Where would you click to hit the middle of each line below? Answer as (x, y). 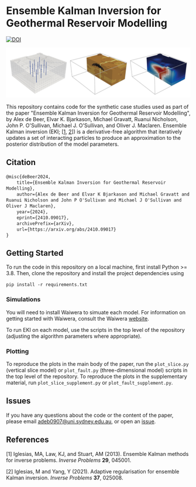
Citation (21, 162)
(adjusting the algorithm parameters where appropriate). (74, 336)
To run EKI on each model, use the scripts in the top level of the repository (96, 330)
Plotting (18, 351)
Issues (18, 401)
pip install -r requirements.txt (47, 285)
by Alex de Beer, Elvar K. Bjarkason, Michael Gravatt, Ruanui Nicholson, (92, 119)
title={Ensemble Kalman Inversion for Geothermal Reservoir (91, 183)
